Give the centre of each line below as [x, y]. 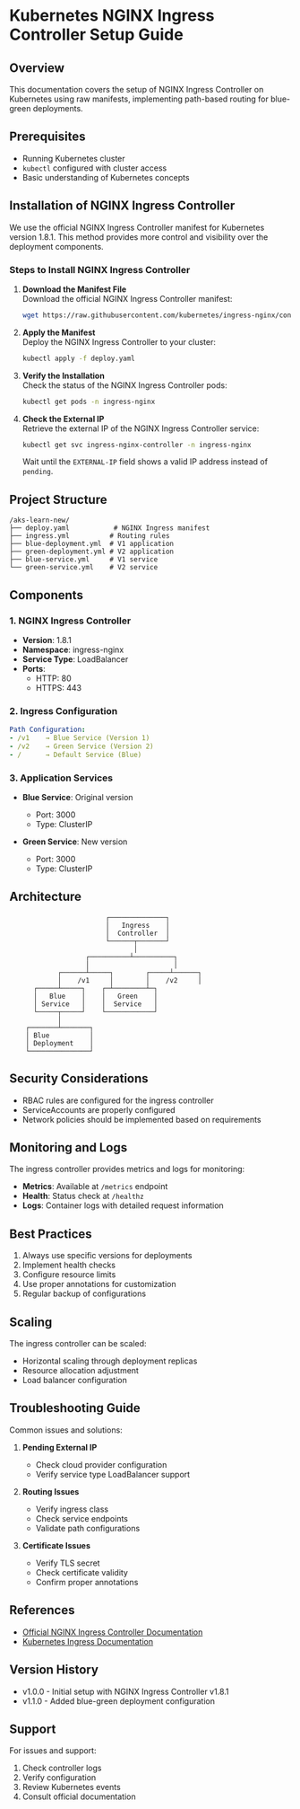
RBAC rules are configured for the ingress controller [118, 1100]
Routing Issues [51, 1491]
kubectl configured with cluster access [94, 168]
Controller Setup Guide [96, 35]
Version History [54, 1670]
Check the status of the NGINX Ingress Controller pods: [124, 385]
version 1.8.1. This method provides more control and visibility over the [139, 237]
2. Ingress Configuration [64, 710]
